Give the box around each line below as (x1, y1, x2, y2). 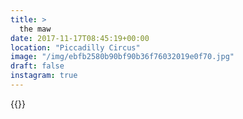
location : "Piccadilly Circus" (10, 42, 141, 53)
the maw (19, 24, 52, 34)
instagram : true (10, 71, 78, 81)
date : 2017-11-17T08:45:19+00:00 (10, 33, 150, 43)
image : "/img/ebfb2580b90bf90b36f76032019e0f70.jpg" (10, 52, 235, 62)
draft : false (10, 61, 65, 71)
